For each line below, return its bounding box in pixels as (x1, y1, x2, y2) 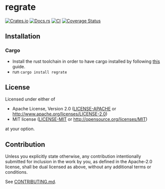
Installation (5, 32, 41, 41)
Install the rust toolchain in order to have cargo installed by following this (12, 58, 161, 64)
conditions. (5, 169, 28, 175)
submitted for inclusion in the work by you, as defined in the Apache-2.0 (5, 159, 152, 165)
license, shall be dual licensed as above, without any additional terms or (5, 164, 152, 170)
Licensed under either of (5, 96, 55, 102)
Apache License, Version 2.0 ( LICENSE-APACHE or (12, 106, 117, 112)
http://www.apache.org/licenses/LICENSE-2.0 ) (12, 111, 108, 117)
